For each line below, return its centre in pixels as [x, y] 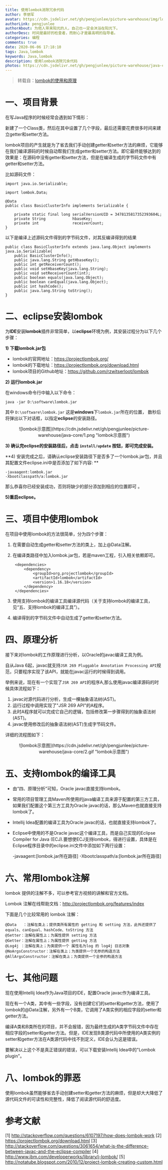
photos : [13, 66]
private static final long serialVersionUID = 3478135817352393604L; [88, 215]
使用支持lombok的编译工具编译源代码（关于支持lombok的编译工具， [82, 601]
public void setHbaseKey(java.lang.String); [61, 269]
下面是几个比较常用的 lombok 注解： [42, 914]
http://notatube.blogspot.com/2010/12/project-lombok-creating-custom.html [84, 1162]
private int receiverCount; [59, 223]
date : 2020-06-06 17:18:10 [33, 47]
